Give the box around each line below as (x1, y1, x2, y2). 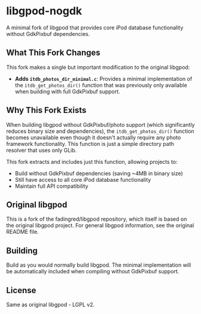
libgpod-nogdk (6, 4, 83, 18)
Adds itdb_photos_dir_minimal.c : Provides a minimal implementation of (14, 75, 193, 82)
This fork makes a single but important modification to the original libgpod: (6, 63, 190, 71)
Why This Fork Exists (6, 105, 87, 115)
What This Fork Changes (6, 48, 100, 58)
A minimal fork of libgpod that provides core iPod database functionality (6, 24, 184, 31)
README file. (6, 228, 39, 236)
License (6, 285, 36, 295)
